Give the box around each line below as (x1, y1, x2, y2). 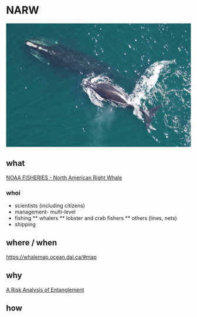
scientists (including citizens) (14, 202, 86, 209)
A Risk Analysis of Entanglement (6, 286, 84, 293)
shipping (14, 221, 36, 228)
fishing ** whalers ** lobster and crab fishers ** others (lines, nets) (14, 215, 177, 222)
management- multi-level (14, 208, 76, 215)
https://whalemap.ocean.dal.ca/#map (6, 253, 97, 261)
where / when (6, 238, 57, 248)
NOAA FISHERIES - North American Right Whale (6, 174, 123, 181)
